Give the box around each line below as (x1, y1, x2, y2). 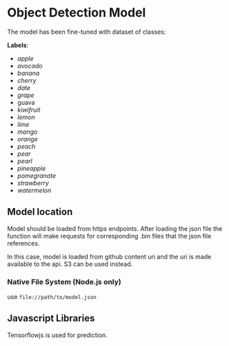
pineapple (17, 164, 46, 172)
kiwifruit (17, 105, 41, 114)
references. (7, 239, 40, 247)
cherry (17, 76, 37, 84)
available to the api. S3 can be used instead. (7, 260, 133, 268)
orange (17, 134, 38, 143)
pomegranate (17, 171, 57, 180)
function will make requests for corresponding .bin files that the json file (7, 232, 212, 240)
